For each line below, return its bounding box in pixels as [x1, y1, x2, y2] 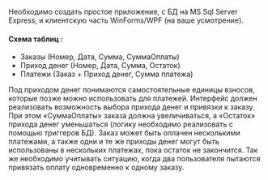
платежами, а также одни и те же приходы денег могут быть [8, 137, 220, 147]
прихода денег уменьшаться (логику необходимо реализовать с [8, 119, 233, 129]
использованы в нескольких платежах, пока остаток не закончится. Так [8, 145, 258, 155]
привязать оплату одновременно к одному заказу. [8, 162, 185, 173]
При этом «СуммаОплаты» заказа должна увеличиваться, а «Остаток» [8, 111, 256, 121]
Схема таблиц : [8, 34, 63, 44]
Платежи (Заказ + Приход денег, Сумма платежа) [19, 69, 194, 79]
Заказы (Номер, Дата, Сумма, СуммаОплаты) [19, 52, 180, 62]
